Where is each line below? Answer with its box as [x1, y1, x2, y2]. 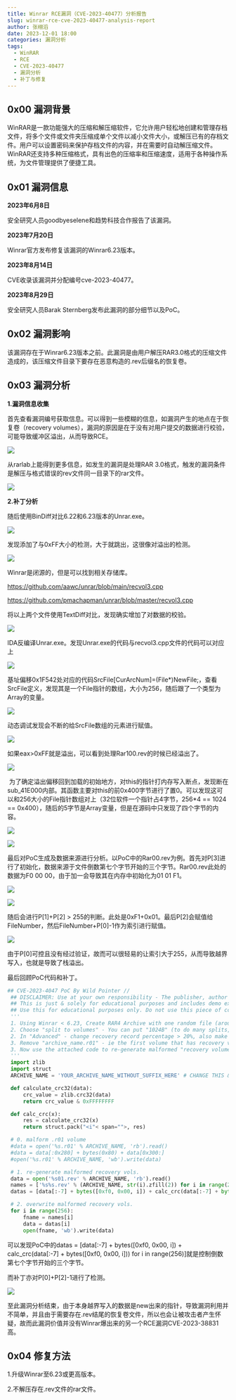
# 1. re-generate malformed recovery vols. [10, 1168, 140, 1176]
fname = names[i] [22, 1214, 74, 1221]
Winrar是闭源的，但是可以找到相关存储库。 [7, 568, 131, 576]
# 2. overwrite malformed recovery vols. [10, 1201, 133, 1208]
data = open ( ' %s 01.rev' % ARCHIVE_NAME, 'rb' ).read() [10, 1175, 171, 1182]
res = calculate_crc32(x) [22, 1117, 99, 1124]
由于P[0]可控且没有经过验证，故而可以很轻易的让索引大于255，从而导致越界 [7, 949, 228, 958]
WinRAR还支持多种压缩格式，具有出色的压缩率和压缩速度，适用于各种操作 [7, 150, 222, 158]
